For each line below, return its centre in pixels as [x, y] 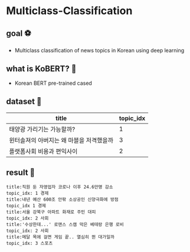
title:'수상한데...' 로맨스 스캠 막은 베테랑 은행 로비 [65, 225]
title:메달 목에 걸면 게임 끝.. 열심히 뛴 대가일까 [60, 237]
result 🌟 [21, 173]
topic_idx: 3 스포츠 [30, 243]
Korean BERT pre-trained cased [53, 83]
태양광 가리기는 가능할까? [42, 129]
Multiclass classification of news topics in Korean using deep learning [99, 50]
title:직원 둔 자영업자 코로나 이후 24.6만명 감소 [60, 187]
